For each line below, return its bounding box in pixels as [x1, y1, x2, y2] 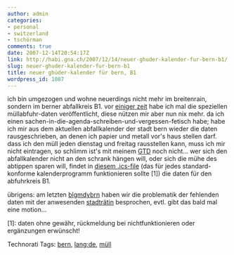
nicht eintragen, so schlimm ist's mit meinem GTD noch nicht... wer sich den [7, 147, 228, 155]
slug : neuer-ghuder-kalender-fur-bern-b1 [7, 63, 131, 70]
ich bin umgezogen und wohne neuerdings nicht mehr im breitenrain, [7, 95, 207, 103]
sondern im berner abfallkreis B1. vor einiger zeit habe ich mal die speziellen [7, 103, 228, 111]
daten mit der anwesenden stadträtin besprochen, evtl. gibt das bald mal [7, 198, 218, 207]
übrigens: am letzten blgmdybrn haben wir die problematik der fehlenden [7, 190, 219, 199]
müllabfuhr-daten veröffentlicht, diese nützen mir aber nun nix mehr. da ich [7, 110, 225, 118]
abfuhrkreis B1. [7, 177, 51, 185]
